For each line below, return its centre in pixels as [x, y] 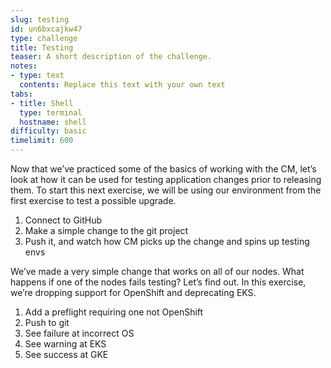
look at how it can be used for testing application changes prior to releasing [166, 179]
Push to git [47, 322]
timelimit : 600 [42, 141]
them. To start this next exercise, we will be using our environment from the [166, 190]
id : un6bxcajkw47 [46, 29]
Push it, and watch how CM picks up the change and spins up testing [167, 241]
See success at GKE [66, 354]
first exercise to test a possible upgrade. [93, 200]
